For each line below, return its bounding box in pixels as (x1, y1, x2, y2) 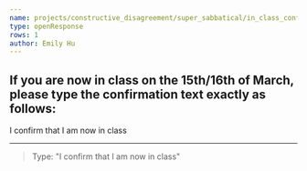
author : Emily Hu (9, 38, 76, 48)
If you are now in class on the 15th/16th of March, (9, 72, 294, 87)
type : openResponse (9, 22, 84, 31)
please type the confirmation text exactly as (9, 86, 267, 102)
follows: (9, 101, 57, 116)
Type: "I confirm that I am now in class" (31, 151, 181, 162)
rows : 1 (9, 30, 39, 39)
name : (9, 13, 30, 23)
